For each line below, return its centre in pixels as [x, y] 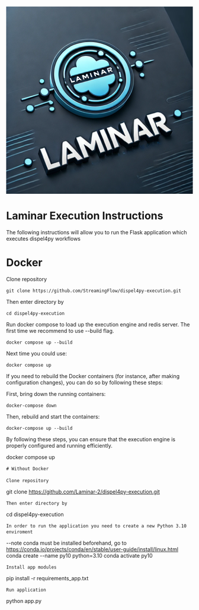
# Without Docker [28, 468]
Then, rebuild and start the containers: [53, 416]
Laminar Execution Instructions [85, 216]
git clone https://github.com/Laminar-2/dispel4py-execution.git [83, 492]
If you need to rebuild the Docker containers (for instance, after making [93, 376]
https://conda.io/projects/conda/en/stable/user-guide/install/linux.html [92, 549]
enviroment [20, 532]
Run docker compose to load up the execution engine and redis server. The [98, 324]
